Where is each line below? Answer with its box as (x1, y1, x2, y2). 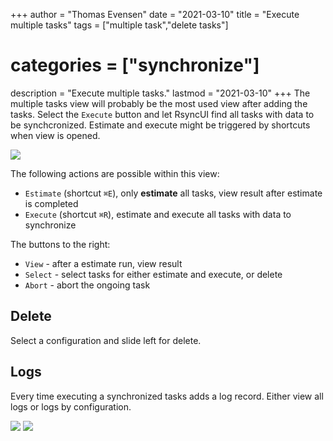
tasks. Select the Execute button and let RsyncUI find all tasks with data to (10, 108, 315, 120)
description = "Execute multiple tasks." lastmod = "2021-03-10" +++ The (10, 87, 311, 99)
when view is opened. (10, 129, 101, 141)
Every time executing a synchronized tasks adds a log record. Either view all (10, 390, 324, 402)
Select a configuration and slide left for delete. (10, 334, 202, 346)
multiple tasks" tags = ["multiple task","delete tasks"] (10, 19, 229, 31)
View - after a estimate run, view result (24, 257, 183, 269)
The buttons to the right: (10, 238, 111, 250)
